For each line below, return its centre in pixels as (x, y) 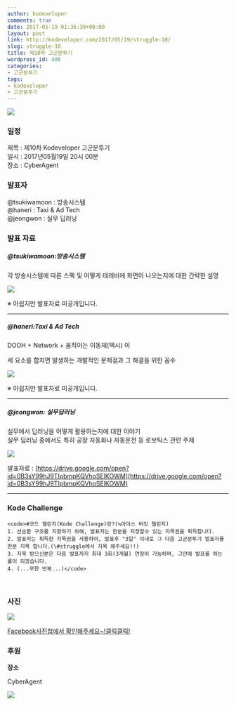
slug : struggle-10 (34, 46)
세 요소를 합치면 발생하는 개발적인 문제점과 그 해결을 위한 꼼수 (92, 360)
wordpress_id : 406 (34, 60)
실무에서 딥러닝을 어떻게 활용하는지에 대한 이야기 (74, 431)
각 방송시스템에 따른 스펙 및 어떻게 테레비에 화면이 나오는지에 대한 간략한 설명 (113, 275)
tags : (15, 79)
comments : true (29, 20)
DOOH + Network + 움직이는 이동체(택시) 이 (69, 345)
